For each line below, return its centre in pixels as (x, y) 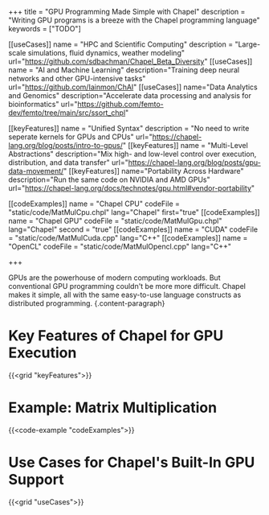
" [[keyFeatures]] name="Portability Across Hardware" (153, 171)
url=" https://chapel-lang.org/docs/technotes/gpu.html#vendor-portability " (132, 188)
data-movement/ (36, 171)
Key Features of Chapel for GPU (116, 336)
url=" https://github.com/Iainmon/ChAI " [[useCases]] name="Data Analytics (133, 87)
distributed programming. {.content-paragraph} (87, 303)
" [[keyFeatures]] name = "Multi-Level (185, 145)
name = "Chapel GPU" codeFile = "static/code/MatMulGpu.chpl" (115, 221)
